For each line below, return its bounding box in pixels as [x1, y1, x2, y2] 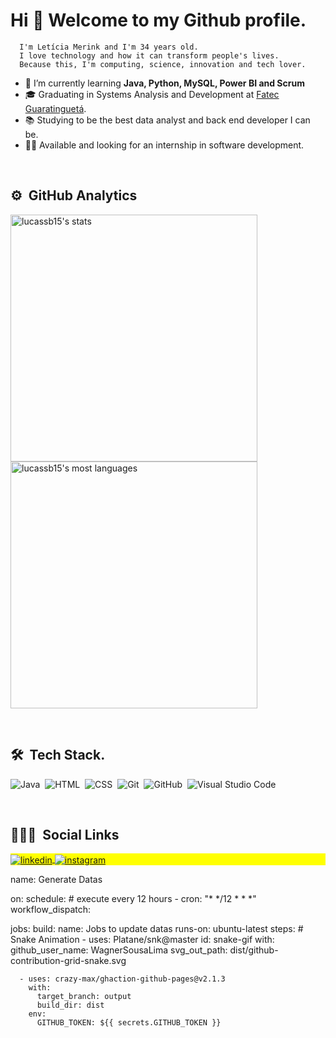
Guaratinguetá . [24, 102, 87, 114]
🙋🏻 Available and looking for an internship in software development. [24, 139, 305, 151]
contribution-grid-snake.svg [10, 955, 127, 967]
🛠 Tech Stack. [10, 747, 106, 764]
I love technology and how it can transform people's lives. [19, 50, 280, 61]
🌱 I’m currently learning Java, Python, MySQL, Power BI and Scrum [24, 77, 305, 89]
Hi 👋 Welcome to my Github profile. [10, 9, 307, 32]
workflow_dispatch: [10, 904, 92, 916]
